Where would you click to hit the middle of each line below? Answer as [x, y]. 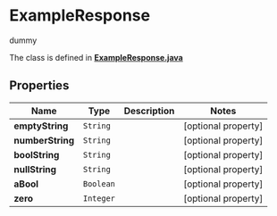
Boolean [99, 183]
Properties [39, 86]
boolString [37, 154]
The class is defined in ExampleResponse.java [96, 57]
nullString [35, 169]
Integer [99, 198]
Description [149, 111]
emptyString [41, 126]
